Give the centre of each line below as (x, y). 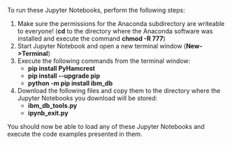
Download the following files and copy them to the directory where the (119, 91)
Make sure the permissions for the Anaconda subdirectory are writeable (121, 23)
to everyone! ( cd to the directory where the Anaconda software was (115, 31)
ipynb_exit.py (48, 113)
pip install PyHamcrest (61, 68)
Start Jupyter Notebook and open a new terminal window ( (102, 46)
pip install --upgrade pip (64, 76)
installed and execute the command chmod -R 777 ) (91, 39)
